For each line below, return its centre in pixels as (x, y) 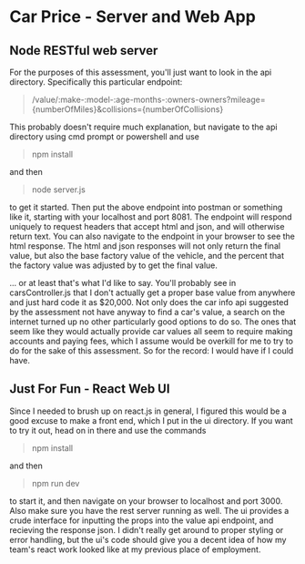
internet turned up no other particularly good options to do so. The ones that (153, 322)
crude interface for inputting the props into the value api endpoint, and (142, 520)
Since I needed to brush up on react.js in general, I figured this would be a (148, 411)
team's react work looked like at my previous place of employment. (135, 549)
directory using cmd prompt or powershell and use (105, 137)
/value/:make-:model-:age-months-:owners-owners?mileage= (148, 99)
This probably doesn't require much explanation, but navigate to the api (143, 127)
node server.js (59, 190)
